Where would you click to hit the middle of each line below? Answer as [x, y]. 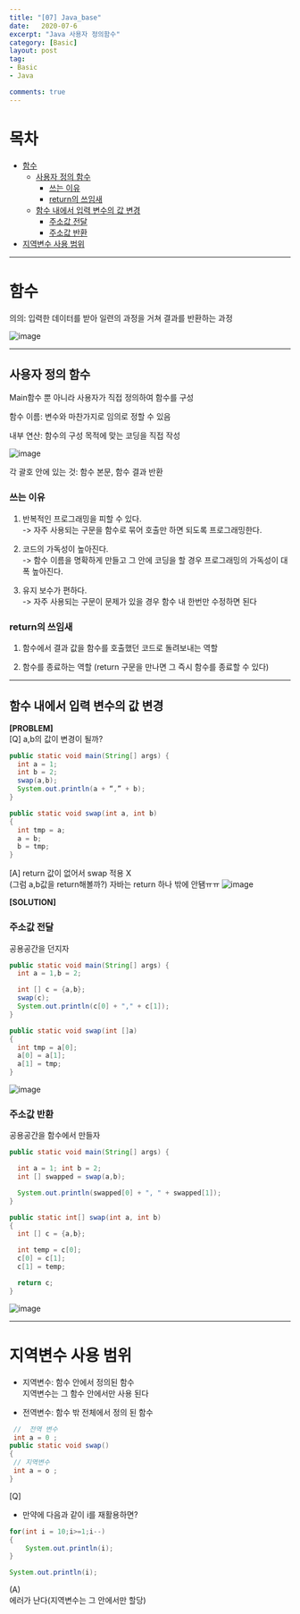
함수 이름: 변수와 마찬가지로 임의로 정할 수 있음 [90, 417]
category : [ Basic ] [43, 42]
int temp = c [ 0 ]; [50, 1250]
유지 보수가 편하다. [54, 590]
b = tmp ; [33, 847]
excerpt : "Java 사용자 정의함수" [65, 34]
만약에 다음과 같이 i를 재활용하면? [80, 1514]
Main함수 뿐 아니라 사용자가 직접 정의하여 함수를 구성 [102, 398]
